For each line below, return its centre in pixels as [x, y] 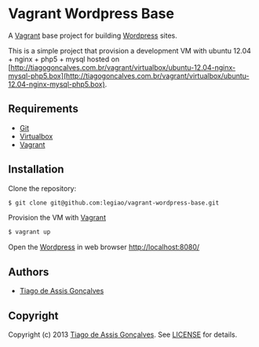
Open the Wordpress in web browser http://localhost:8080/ [104, 247]
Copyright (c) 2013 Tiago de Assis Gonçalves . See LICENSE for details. [123, 334]
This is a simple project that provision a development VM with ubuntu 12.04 [129, 50]
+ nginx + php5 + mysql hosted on [64, 59]
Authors [29, 272]
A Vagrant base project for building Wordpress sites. [93, 35]
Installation [36, 170]
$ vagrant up [29, 232]
